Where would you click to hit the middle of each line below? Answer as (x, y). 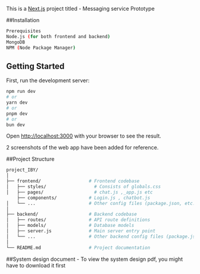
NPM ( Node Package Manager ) (41, 48)
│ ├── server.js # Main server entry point (81, 231)
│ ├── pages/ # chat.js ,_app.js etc (79, 192)
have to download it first (36, 265)
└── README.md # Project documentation (78, 247)
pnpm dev (17, 113)
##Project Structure (30, 159)
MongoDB (16, 42)
